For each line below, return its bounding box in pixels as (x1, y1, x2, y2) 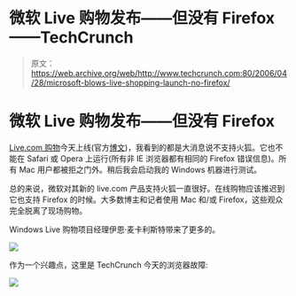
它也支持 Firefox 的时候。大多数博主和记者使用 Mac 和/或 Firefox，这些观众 (9, 194, 284, 205)
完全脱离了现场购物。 (9, 205, 87, 215)
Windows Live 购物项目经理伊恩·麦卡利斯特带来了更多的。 (9, 223, 220, 235)
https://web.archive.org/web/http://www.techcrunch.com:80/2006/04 (30, 67, 288, 78)
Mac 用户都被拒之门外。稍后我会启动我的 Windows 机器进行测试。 (19, 164, 262, 175)
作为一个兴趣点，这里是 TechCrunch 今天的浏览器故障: (9, 259, 208, 270)
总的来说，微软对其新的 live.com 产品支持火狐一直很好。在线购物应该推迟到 (9, 183, 285, 193)
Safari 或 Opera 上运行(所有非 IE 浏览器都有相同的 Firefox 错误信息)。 (26, 152, 279, 164)
